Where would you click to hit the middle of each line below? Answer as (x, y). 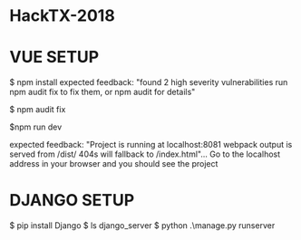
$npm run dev (36, 127)
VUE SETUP (54, 58)
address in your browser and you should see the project (114, 164)
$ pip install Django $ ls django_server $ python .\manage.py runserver (142, 226)
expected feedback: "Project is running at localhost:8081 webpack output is (151, 145)
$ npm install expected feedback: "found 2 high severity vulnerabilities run (149, 82)
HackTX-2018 (62, 16)
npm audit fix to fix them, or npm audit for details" (102, 92)
